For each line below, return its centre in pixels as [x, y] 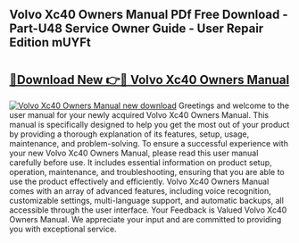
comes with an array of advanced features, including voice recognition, [140, 191]
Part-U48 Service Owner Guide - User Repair [137, 29]
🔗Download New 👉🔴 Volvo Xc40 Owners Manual [149, 80]
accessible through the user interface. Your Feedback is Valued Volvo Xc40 [148, 210]
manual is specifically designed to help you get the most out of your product [149, 125]
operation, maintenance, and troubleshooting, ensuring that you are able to [147, 172]
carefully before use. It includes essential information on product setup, [141, 163]
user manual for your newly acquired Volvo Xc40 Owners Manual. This [139, 115]
